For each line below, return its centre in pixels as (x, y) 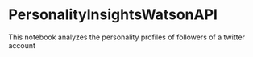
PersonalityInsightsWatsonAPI (113, 15)
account (22, 45)
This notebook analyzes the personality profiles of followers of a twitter (127, 37)
